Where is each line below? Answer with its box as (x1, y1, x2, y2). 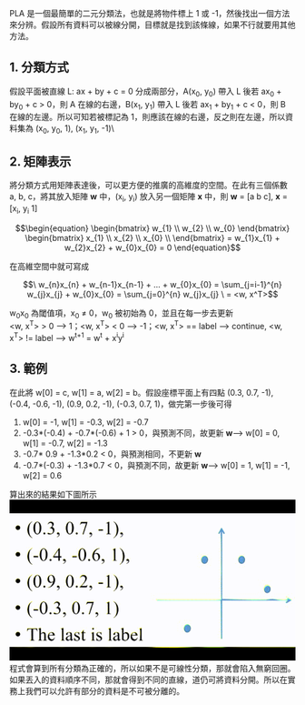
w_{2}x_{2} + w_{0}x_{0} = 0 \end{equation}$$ (64, 242, 241, 253)
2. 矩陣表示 (9, 154, 72, 169)
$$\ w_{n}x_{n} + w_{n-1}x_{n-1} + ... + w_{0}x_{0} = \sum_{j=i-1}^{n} (22, 278, 283, 289)
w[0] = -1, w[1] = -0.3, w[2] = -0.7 (22, 417, 149, 428)
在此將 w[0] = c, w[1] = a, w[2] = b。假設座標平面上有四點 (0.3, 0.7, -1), (9, 387, 274, 398)
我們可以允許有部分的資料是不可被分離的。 (25, 686, 184, 697)
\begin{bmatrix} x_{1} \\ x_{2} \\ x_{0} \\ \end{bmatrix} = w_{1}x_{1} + (25, 232, 280, 243)
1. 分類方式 (9, 60, 70, 76)
